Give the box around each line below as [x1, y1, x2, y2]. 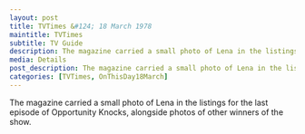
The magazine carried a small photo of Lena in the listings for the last [9, 97, 269, 108]
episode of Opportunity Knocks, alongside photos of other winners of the [9, 106, 284, 118]
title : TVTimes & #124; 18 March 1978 [9, 22, 152, 31]
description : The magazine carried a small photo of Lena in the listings [9, 47, 299, 56]
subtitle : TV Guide [9, 38, 84, 48]
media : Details [9, 55, 67, 64]
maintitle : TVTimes [9, 30, 84, 39]
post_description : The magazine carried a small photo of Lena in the [9, 64, 282, 73]
